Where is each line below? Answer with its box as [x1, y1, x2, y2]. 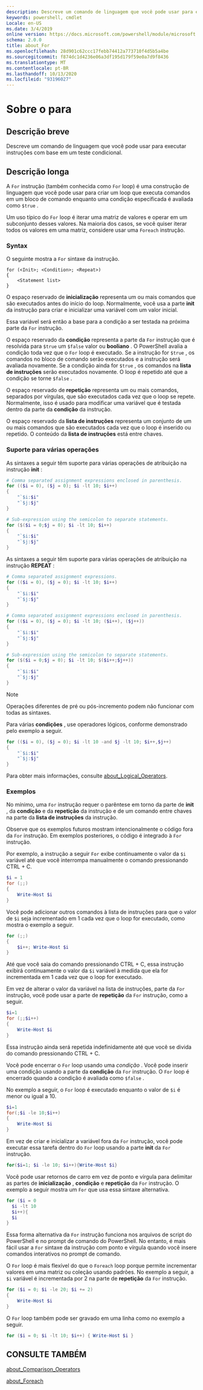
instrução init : [6, 465, 42, 473]
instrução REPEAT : [6, 562, 55, 569]
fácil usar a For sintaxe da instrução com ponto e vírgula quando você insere [6, 1244, 197, 1251]
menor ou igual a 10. [6, 1092, 57, 1100]
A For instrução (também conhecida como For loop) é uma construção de [6, 182, 189, 189]
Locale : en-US [6, 20, 42, 26]
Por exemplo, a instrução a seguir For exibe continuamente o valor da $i [6, 850, 186, 857]
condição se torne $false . [6, 375, 72, 382]
